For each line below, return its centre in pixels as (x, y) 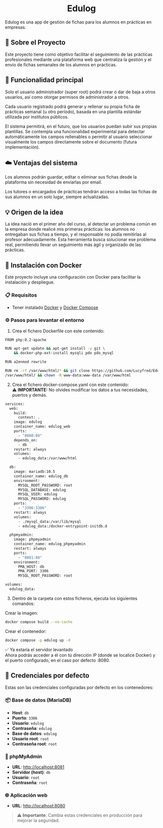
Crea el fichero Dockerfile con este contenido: (58, 331)
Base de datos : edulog (34, 733)
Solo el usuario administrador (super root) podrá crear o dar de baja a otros (80, 92)
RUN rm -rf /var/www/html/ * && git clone (48, 371)
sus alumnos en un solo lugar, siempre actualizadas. (57, 197)
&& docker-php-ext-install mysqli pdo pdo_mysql (64, 353)
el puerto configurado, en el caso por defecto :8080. (57, 660)
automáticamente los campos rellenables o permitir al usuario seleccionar (79, 137)
